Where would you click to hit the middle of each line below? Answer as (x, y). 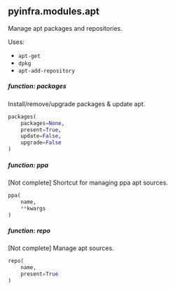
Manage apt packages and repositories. (65, 28)
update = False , (41, 136)
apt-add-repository (47, 71)
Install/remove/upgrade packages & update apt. (77, 103)
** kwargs (33, 208)
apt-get (29, 56)
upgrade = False (41, 143)
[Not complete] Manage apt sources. (61, 248)
